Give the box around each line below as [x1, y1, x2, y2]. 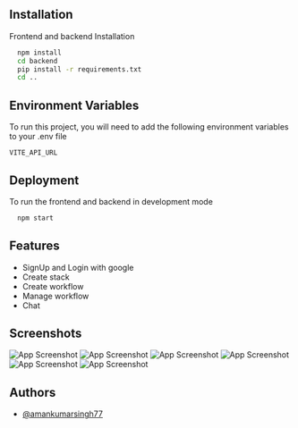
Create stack [21, 272, 70, 282]
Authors [9, 384, 56, 400]
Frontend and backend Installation [9, 30, 135, 41]
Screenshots [9, 326, 82, 341]
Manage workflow [21, 290, 89, 301]
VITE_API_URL [9, 148, 58, 157]
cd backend [17, 56, 58, 65]
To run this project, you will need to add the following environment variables [9, 122, 289, 132]
